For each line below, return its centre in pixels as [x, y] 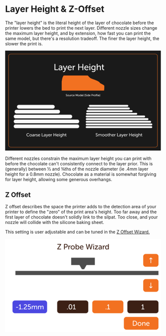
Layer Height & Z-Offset [55, 9]
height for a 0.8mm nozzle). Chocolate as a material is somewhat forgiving [81, 174]
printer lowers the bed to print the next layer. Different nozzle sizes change [81, 28]
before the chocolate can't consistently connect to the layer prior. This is [79, 163]
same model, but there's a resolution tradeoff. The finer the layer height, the [82, 38]
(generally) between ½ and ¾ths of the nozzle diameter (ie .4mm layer [77, 169]
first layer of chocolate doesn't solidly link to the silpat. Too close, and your [82, 217]
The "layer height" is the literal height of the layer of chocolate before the [80, 23]
